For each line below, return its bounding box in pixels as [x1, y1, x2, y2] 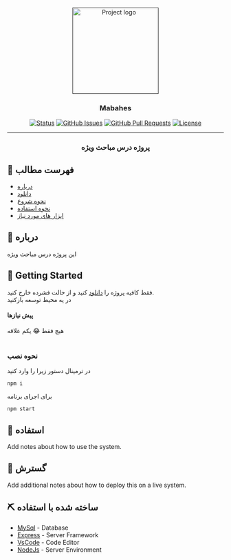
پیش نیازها [7, 311, 34, 319]
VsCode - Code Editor [16, 538, 80, 546]
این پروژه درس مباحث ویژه [7, 250, 77, 258]
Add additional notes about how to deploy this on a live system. [7, 481, 187, 489]
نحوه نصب [7, 351, 38, 361]
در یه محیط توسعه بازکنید [7, 295, 71, 303]
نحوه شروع [16, 197, 46, 206]
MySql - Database [16, 523, 69, 532]
